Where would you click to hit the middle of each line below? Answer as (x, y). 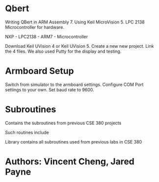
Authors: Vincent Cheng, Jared (70, 162)
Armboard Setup (40, 71)
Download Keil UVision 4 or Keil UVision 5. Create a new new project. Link (79, 46)
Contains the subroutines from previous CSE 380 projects (63, 123)
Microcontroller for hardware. (35, 27)
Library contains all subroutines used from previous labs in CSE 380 (74, 142)
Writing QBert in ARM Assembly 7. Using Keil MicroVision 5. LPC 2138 (75, 22)
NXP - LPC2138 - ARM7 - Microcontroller (46, 37)
